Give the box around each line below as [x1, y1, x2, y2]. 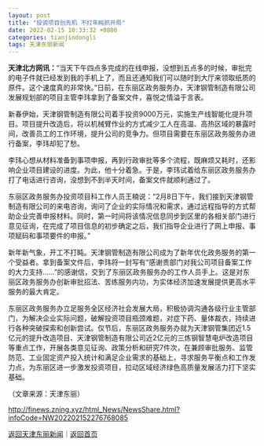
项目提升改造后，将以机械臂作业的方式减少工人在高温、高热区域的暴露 [21, 119, 249, 129]
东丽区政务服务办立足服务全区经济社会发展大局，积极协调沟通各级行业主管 [8, 304, 249, 313]
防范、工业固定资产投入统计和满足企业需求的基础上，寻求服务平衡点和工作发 [8, 353, 256, 362]
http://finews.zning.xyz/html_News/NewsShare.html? [8, 405, 181, 415]
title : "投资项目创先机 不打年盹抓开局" [8, 19, 126, 27]
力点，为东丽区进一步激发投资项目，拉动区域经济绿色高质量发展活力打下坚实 [8, 363, 256, 372]
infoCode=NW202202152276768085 [8, 413, 128, 422]
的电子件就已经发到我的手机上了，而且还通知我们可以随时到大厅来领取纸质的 [8, 73, 256, 82]
